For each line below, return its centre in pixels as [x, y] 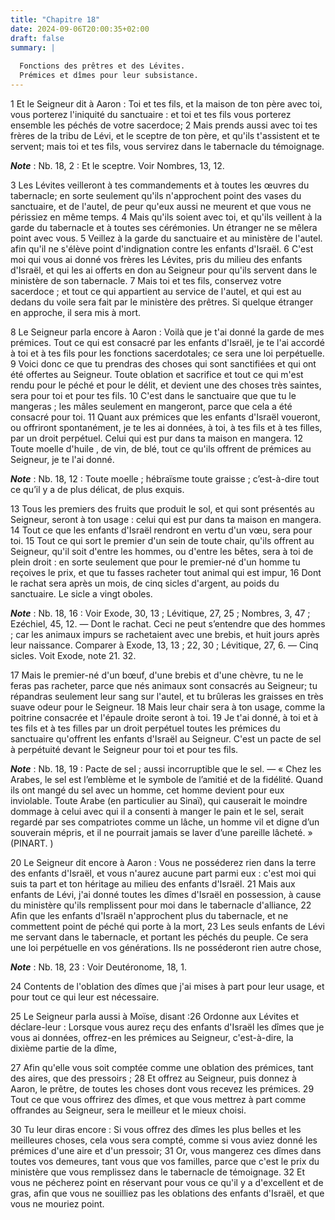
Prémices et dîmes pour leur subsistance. [109, 76]
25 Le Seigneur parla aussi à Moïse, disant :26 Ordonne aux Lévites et [155, 1016]
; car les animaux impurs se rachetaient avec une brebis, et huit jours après [165, 634]
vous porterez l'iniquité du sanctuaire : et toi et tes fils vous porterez [151, 114]
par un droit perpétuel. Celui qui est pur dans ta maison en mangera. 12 [157, 438]
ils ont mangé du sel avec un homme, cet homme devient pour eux [147, 790]
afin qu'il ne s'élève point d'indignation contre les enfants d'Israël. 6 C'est [162, 248]
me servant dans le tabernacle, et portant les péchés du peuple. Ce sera [159, 937]
